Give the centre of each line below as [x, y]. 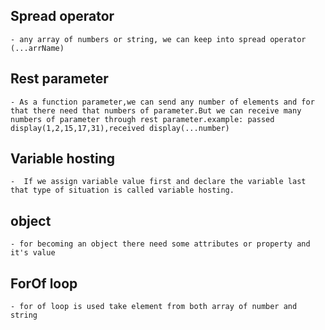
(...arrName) [37, 48]
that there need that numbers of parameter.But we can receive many [156, 110]
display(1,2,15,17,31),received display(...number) [120, 128]
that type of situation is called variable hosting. [122, 190]
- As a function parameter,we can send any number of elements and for [162, 102]
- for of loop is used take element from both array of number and [154, 307]
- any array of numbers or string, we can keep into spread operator [158, 39]
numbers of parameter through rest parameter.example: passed [142, 119]
